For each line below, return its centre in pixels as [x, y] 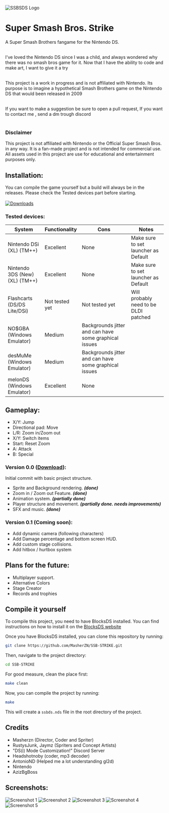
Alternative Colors [31, 583]
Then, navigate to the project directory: [46, 655]
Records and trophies [35, 594]
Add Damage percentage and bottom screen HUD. [65, 539]
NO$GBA [18, 329]
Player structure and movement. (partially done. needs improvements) [87, 504]
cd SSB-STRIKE [20, 664]
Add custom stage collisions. [43, 544]
